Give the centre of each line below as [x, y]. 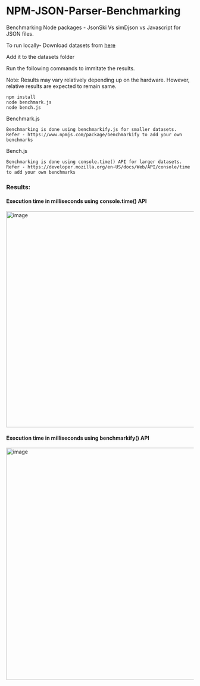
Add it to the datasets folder [40, 57]
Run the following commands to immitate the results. [71, 68]
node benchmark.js [29, 102]
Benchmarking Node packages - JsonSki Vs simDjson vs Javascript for [93, 27]
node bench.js [24, 107]
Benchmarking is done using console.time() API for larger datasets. [94, 162]
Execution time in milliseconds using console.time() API [76, 201]
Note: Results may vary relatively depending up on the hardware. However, [98, 80]
